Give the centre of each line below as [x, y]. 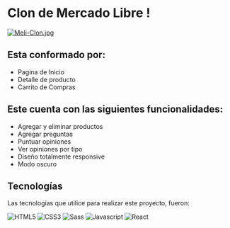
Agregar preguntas [45, 134]
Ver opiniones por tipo [50, 149]
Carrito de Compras [46, 87]
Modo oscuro [37, 164]
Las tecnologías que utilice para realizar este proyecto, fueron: [98, 203]
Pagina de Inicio [41, 72]
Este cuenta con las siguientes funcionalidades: [115, 109]
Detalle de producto [46, 79]
